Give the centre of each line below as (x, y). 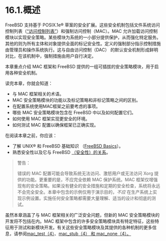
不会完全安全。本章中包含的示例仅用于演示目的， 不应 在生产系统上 (85, 192)
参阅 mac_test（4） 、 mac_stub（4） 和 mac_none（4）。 (75, 234)
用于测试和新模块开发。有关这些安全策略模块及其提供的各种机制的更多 (81, 227)
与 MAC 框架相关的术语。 (38, 94)
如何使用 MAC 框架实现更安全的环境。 (51, 119)
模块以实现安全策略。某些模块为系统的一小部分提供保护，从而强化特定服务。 (83, 37)
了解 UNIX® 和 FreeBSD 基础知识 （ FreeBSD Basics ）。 (68, 146)
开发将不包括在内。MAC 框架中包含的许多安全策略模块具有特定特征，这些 (80, 221)
